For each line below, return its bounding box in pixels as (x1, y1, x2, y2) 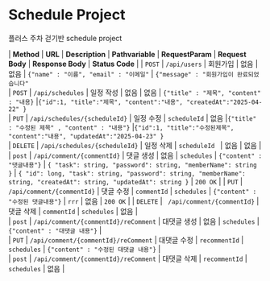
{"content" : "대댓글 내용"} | (8, 225, 102, 235)
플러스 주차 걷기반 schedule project (8, 33, 123, 43)
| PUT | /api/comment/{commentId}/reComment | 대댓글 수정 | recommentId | (8, 235, 244, 245)
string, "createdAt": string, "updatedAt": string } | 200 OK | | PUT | (8, 176, 243, 186)
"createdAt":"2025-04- (186, 98, 263, 106)
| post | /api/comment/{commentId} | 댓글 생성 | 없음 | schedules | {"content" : (8, 151, 263, 160)
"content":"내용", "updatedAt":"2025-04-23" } (8, 132, 164, 140)
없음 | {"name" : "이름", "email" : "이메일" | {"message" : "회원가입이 (8, 68, 234, 78)
